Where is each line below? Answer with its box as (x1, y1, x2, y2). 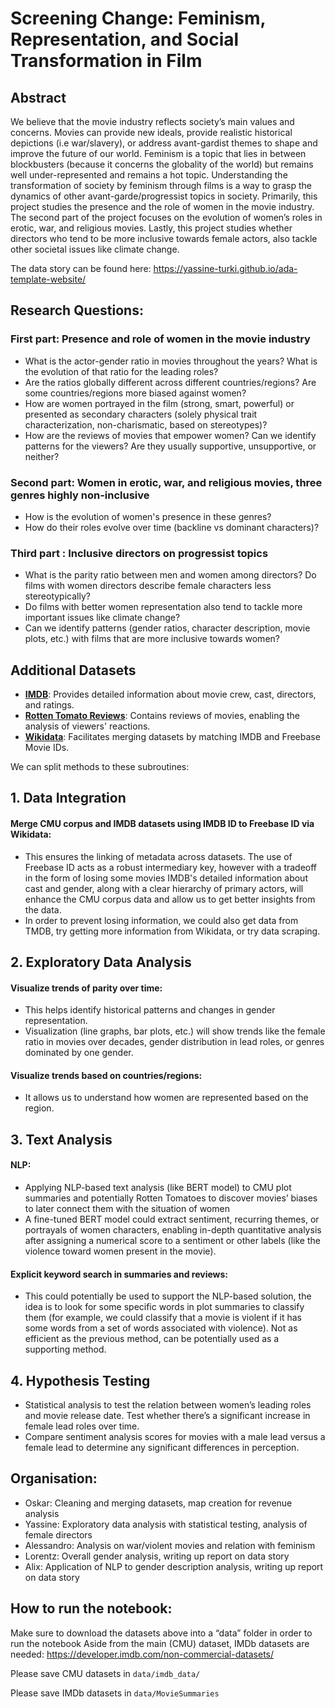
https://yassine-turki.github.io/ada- (153, 263, 298, 274)
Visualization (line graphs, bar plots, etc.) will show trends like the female (24, 1025, 326, 1037)
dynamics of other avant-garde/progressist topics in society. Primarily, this (10, 190, 318, 202)
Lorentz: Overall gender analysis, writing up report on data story (24, 1550, 290, 1562)
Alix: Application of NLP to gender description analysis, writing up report (24, 1560, 324, 1572)
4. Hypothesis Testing (10, 1372, 151, 1389)
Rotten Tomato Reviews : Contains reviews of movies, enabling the (24, 710, 300, 722)
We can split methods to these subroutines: (10, 761, 190, 773)
